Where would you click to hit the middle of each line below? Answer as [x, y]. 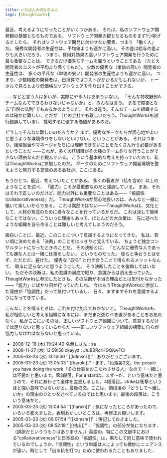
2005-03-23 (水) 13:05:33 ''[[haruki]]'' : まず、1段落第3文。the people [84, 363]
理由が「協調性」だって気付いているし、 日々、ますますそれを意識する [82, 291]
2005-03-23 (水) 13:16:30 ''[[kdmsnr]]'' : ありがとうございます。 [78, 356]
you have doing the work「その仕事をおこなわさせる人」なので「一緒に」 [87, 369]
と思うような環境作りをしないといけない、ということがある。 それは [76, 138]
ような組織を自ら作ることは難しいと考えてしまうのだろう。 [66, 224]
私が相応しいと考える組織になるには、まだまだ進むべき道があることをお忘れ [84, 314]
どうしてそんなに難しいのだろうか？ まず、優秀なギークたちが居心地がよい [82, 132]
